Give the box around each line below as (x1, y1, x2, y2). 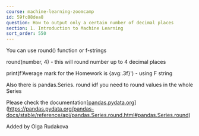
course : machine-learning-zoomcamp (6, 8, 94, 15)
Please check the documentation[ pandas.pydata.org (6, 99, 135, 106)
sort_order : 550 (6, 31, 46, 37)
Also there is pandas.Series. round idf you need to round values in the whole (6, 81, 194, 89)
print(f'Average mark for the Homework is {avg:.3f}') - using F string (6, 70, 173, 77)
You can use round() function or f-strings (6, 47, 107, 54)
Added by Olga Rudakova (6, 123, 68, 130)
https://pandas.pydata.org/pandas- (8, 105, 94, 112)
